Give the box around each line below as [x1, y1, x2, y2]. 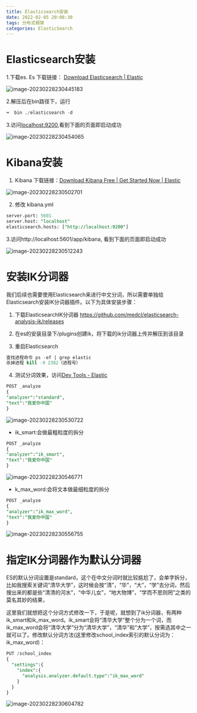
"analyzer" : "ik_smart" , [6, 452, 65, 457]
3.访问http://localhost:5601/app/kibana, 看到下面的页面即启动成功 [6, 235, 166, 242]
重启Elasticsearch [14, 343, 58, 350]
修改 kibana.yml [14, 201, 54, 208]
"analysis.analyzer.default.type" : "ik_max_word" [21, 672, 145, 679]
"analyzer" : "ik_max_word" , [6, 509, 73, 515]
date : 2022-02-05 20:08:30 [6, 14, 73, 20]
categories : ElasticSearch [6, 25, 73, 32]
